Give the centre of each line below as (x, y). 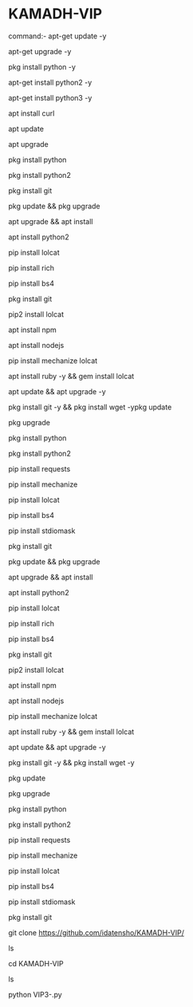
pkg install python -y (42, 67)
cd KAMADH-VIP (36, 963)
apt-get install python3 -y (50, 97)
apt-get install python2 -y (50, 82)
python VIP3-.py (35, 994)
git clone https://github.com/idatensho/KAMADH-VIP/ (96, 932)
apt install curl (32, 113)
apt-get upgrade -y (40, 51)
